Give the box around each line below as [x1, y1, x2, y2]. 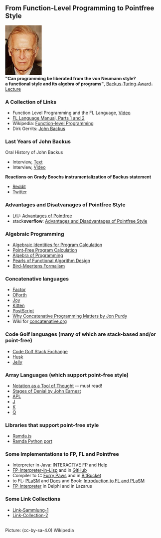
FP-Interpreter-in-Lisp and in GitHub [12, 467, 87, 473]
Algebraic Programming [5, 230, 64, 237]
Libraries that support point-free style [5, 421, 99, 428]
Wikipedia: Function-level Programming [12, 121, 94, 127]
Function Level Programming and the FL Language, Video [12, 110, 131, 116]
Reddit [12, 184, 26, 190]
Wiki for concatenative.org [12, 318, 67, 324]
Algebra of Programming [12, 253, 63, 258]
